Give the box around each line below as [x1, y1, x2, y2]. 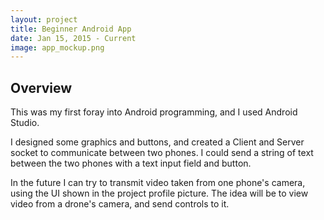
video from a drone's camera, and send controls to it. [10, 198, 230, 210]
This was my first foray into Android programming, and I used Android [10, 106, 298, 118]
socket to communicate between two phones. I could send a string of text [10, 147, 314, 159]
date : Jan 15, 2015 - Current [10, 33, 137, 43]
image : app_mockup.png [10, 42, 105, 53]
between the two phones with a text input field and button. [10, 157, 252, 170]
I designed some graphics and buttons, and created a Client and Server [10, 136, 305, 148]
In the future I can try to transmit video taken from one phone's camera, [10, 177, 306, 189]
